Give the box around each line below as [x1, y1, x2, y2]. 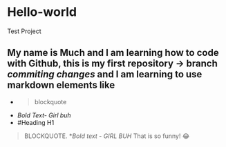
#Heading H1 [17, 118, 55, 126]
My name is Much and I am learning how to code [7, 47, 219, 59]
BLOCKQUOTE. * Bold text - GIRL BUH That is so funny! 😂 [23, 132, 190, 140]
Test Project [7, 27, 41, 35]
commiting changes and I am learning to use [7, 68, 203, 80]
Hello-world [7, 4, 77, 20]
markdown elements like [7, 79, 115, 91]
